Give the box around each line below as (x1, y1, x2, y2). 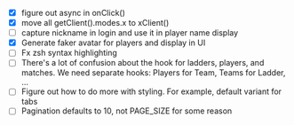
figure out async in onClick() (20, 8, 126, 18)
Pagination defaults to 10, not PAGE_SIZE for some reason (20, 105, 233, 116)
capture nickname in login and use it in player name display (20, 27, 239, 38)
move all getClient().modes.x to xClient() (20, 18, 170, 28)
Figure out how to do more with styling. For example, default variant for (20, 86, 282, 97)
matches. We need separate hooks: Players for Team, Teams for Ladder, (20, 67, 286, 78)
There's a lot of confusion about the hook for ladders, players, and (20, 58, 265, 68)
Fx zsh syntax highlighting (20, 48, 117, 59)
